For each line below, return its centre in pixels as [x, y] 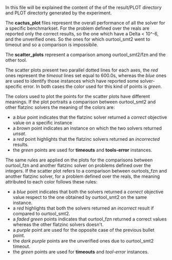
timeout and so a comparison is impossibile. [52, 45]
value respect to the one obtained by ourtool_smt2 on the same [80, 197]
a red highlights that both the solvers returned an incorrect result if [83, 208]
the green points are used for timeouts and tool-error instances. [81, 252]
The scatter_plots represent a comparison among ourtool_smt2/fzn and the [85, 54]
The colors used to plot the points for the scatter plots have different [78, 96]
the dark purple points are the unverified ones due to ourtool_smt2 [83, 241]
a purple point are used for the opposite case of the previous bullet [84, 230]
